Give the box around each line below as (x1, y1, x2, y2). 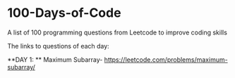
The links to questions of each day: (7, 41, 109, 50)
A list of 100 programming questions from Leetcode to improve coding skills (7, 28, 228, 37)
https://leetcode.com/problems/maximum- (104, 55, 228, 64)
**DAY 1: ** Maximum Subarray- (7, 55, 103, 64)
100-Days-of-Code (7, 5, 121, 21)
